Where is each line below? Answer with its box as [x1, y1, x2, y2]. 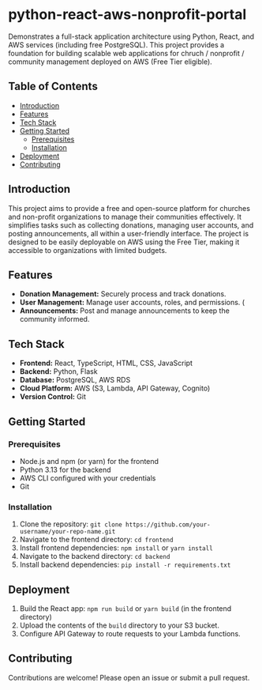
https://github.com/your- [125, 521, 211, 529]
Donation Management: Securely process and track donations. [19, 289, 226, 299]
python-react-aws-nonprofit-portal [8, 6, 247, 24]
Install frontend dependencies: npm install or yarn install [19, 543, 213, 552]
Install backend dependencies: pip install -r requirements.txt [19, 560, 231, 570]
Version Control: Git [19, 392, 87, 402]
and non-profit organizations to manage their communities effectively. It [8, 212, 242, 221]
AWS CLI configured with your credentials [19, 473, 156, 483]
